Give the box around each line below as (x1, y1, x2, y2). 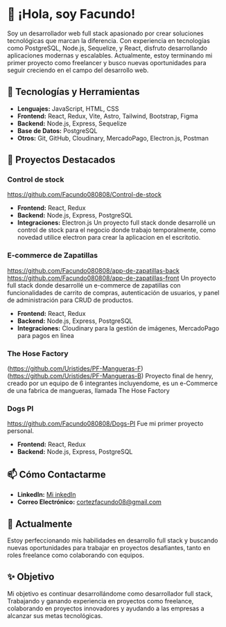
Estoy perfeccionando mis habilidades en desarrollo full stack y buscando (7, 536, 218, 545)
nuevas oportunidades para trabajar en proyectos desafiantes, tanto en (7, 543, 211, 551)
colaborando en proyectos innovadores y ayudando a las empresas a (7, 604, 205, 612)
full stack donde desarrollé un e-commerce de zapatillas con (7, 281, 182, 290)
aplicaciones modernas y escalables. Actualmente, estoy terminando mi (7, 51, 213, 60)
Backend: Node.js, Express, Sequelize (17, 119, 127, 127)
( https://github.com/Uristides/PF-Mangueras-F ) (7, 364, 144, 373)
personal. (7, 427, 35, 435)
